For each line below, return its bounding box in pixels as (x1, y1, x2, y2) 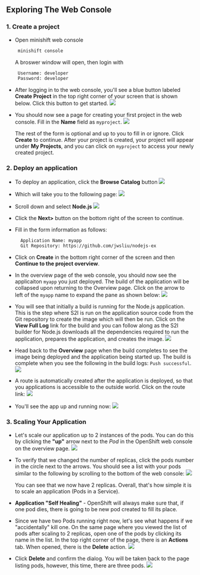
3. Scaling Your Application (6, 418, 86, 426)
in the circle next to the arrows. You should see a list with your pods (14, 462, 182, 470)
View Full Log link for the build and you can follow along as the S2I (14, 322, 179, 329)
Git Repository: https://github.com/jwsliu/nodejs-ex (20, 243, 157, 249)
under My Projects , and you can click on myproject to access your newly (14, 143, 194, 150)
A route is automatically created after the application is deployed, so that (14, 377, 193, 384)
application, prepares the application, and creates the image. (14, 335, 164, 342)
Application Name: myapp (20, 237, 82, 243)
